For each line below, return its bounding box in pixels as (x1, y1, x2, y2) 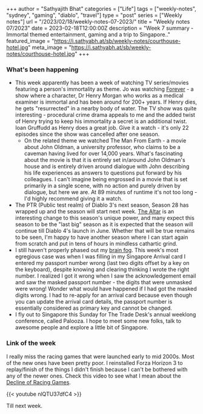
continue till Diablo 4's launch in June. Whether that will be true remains (15, 227, 195, 235)
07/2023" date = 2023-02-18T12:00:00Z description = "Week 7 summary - (6, 24, 194, 32)
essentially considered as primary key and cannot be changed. (15, 304, 173, 312)
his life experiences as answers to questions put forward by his (24, 169, 182, 176)
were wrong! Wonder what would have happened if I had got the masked (15, 285, 197, 293)
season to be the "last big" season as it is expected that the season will (15, 221, 193, 228)
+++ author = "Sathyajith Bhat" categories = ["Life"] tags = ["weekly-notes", (6, 5, 197, 12)
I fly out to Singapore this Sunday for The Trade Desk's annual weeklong (15, 311, 196, 318)
